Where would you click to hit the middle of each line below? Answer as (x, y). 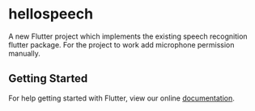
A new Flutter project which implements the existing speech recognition (128, 36)
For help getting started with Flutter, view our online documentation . (121, 98)
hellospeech (51, 14)
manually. (24, 53)
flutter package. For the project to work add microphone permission (121, 44)
